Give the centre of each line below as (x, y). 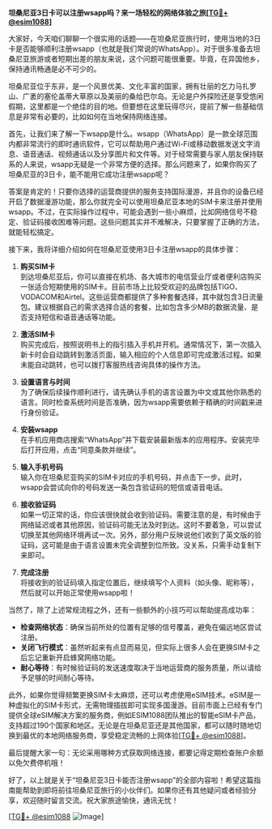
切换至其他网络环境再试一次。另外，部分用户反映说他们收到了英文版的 (137, 535)
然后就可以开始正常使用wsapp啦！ (77, 592)
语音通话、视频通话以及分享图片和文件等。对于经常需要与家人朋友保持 (139, 154)
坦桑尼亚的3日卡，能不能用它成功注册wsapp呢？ (89, 174)
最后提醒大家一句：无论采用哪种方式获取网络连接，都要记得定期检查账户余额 (136, 752)
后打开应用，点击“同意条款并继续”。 (80, 450)
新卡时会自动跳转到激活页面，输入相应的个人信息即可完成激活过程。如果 (140, 355)
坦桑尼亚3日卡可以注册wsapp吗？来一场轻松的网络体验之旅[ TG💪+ (118, 13)
